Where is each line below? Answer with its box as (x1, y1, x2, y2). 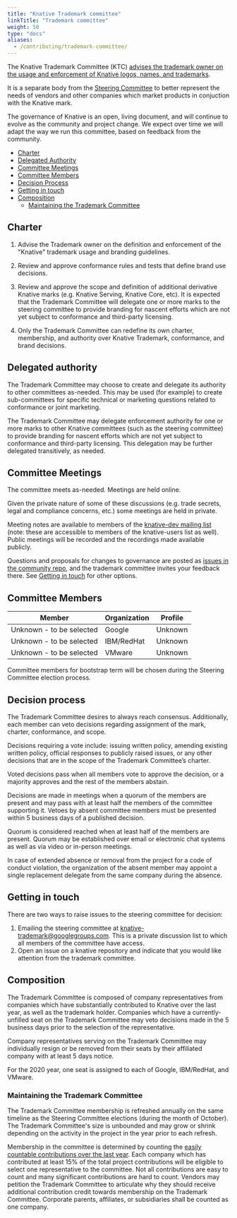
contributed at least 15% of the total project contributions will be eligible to (7, 1157, 224, 1166)
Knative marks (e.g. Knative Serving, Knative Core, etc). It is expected (17, 290, 221, 299)
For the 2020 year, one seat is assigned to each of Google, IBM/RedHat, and (7, 1065, 229, 1073)
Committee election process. (7, 673, 92, 682)
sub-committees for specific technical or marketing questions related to (7, 395, 217, 404)
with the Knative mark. (7, 99, 73, 107)
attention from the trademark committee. (17, 953, 136, 962)
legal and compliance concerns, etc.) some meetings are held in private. (7, 507, 217, 515)
